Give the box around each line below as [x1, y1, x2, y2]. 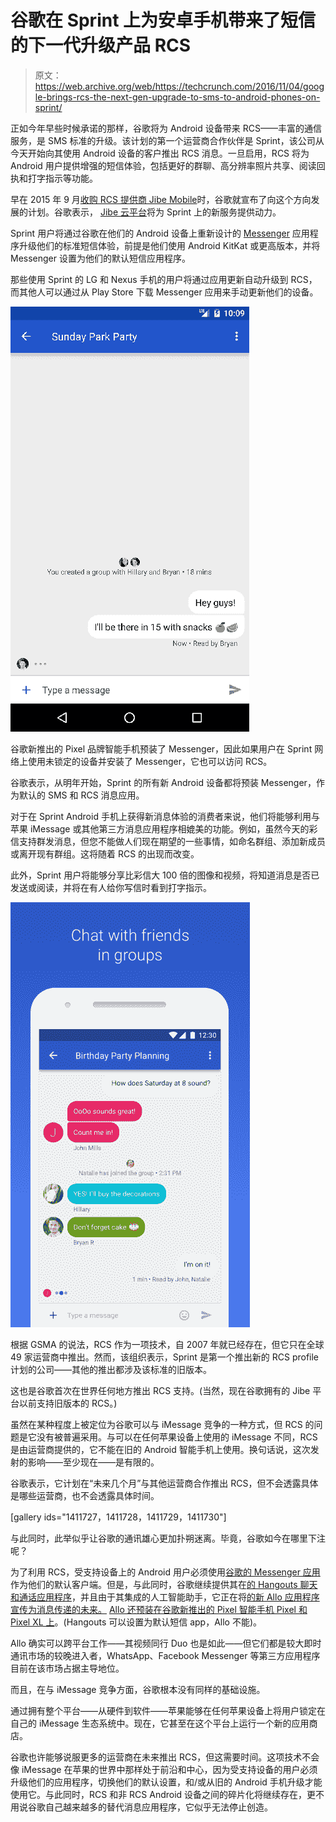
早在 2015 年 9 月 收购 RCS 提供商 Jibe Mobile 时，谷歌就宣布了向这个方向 [10, 193, 312, 205]
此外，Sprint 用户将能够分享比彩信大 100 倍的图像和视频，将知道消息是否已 [10, 869, 320, 881]
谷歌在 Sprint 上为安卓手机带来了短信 [10, 9, 317, 32]
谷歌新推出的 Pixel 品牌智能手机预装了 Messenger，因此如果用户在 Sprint [10, 742, 313, 755]
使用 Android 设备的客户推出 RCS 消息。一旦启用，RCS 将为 [62, 147, 310, 159]
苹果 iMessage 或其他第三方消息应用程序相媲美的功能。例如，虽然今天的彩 [10, 822, 318, 835]
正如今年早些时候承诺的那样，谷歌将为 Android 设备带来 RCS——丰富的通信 [10, 122, 322, 134]
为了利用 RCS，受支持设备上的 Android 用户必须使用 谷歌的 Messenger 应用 [10, 1566, 321, 1578]
